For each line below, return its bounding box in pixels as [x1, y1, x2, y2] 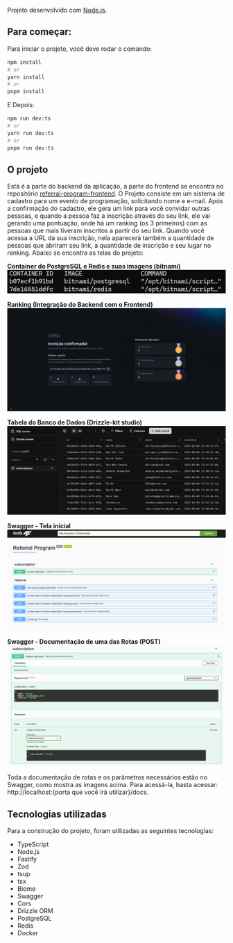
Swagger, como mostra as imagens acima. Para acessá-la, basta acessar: [7, 781, 218, 789]
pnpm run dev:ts [7, 144, 54, 152]
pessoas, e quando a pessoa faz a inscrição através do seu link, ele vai [7, 212, 210, 220]
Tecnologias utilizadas [7, 808, 107, 820]
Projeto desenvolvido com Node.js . [7, 6, 107, 14]
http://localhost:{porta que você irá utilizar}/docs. [7, 788, 149, 796]
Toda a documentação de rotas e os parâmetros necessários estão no [7, 773, 208, 782]
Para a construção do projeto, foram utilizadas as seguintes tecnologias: [7, 826, 214, 834]
